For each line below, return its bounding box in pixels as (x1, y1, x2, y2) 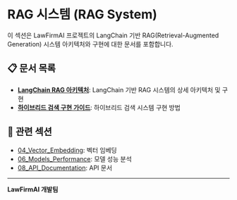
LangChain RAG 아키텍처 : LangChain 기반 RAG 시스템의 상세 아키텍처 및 (17, 85, 221, 94)
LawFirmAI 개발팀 (7, 185, 59, 194)
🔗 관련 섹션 (7, 126, 53, 138)
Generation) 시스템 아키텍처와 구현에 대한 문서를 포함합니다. (7, 39, 174, 48)
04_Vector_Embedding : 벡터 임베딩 (17, 146, 118, 154)
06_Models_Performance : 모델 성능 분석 (17, 154, 132, 163)
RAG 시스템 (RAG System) (7, 6, 157, 23)
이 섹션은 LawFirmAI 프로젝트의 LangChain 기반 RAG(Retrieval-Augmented (7, 31, 219, 39)
